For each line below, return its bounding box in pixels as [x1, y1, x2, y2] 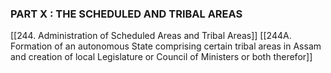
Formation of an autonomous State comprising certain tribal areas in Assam [10, 40, 322, 52]
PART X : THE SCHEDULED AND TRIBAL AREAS [10, 7, 243, 21]
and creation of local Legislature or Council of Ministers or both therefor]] [10, 51, 313, 63]
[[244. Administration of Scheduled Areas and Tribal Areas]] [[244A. [10, 30, 292, 42]
